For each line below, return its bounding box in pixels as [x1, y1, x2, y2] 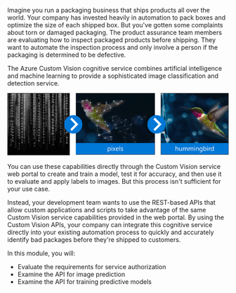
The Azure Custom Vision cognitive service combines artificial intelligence [7, 64, 223, 72]
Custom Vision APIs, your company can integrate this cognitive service [7, 221, 213, 229]
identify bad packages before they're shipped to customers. [7, 236, 181, 244]
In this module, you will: [7, 249, 76, 258]
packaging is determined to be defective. [7, 50, 126, 59]
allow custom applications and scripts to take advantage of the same [7, 206, 206, 214]
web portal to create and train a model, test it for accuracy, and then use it [7, 170, 222, 178]
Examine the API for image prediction [17, 270, 125, 279]
